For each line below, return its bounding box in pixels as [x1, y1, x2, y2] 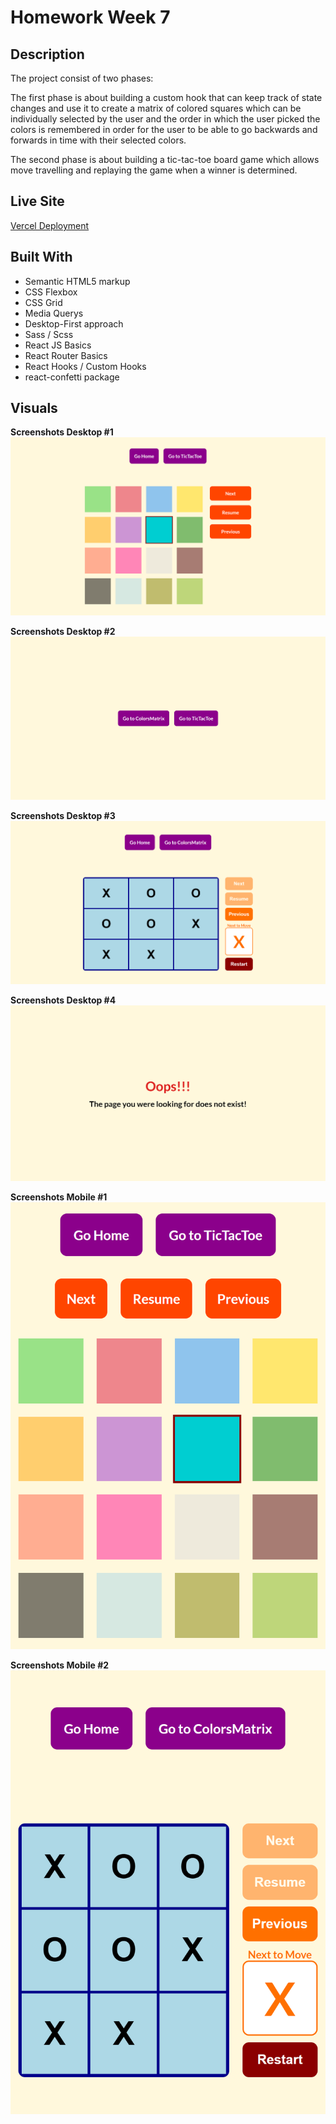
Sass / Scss [24, 328, 74, 340]
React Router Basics [24, 349, 108, 361]
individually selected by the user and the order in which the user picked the [10, 113, 321, 125]
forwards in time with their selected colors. [10, 134, 187, 146]
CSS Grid [24, 296, 63, 308]
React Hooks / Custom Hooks [24, 360, 147, 372]
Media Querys [24, 307, 84, 319]
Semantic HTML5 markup [24, 275, 131, 287]
